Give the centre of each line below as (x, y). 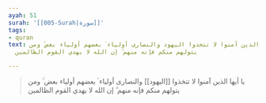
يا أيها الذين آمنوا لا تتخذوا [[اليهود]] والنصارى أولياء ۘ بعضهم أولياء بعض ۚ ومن (136, 81)
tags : (17, 30)
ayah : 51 (23, 15)
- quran (21, 37)
